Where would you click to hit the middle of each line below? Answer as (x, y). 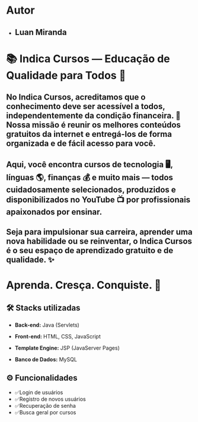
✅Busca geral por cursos (45, 412)
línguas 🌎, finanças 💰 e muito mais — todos (90, 178)
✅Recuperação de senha (45, 405)
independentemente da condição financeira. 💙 (93, 116)
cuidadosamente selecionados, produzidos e (91, 189)
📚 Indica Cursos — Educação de (88, 58)
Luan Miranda (41, 32)
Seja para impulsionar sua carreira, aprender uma (99, 232)
